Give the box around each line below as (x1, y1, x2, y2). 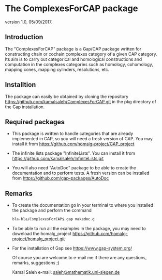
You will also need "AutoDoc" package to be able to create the (12, 165, 136, 171)
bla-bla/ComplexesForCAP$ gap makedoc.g (12, 217, 95, 222)
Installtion (5, 81, 36, 89)
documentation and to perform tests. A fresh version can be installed (12, 170, 150, 176)
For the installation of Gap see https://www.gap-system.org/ (12, 246, 132, 251)
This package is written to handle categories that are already (12, 131, 133, 136)
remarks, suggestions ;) (12, 260, 59, 266)
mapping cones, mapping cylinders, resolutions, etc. (5, 66, 110, 72)
